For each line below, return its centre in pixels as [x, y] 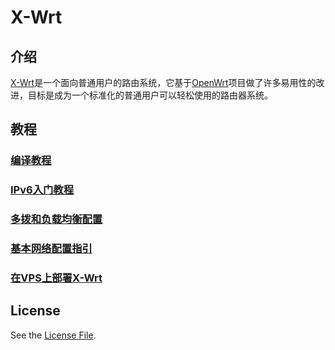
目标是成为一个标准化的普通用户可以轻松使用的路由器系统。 [150, 95]
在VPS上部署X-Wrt [56, 278]
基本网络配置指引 [51, 249]
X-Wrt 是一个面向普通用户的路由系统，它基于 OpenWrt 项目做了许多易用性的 [163, 82]
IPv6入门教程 [42, 190]
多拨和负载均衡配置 [56, 219]
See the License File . [53, 335]
